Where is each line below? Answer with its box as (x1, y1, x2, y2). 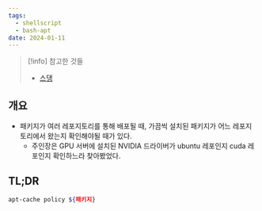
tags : (8, 11, 26, 20)
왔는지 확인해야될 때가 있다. (47, 132, 132, 141)
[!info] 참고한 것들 (27, 56, 84, 66)
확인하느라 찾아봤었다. (52, 152, 121, 161)
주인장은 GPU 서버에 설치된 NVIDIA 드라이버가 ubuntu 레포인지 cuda (31, 141, 247, 151)
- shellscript (15, 19, 62, 27)
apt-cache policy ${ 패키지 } (8, 195, 97, 203)
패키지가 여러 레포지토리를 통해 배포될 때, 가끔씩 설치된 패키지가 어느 (19, 121, 231, 131)
